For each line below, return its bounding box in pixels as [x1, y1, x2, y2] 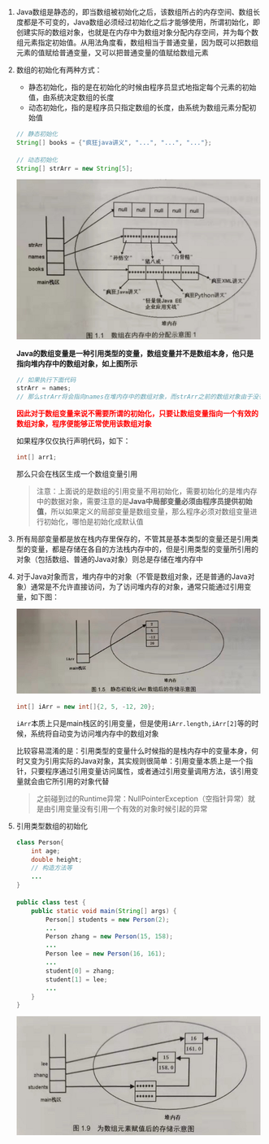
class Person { [15, 838, 64, 846]
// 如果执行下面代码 [15, 376, 76, 384]
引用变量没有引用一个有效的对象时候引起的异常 [50, 803, 208, 813]
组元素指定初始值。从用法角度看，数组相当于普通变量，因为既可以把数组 [15, 37, 258, 47]
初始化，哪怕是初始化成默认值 [43, 517, 144, 527]
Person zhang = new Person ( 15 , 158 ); [46, 933, 173, 941]
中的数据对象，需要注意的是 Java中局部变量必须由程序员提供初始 [36, 497, 254, 507]
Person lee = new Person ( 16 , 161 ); [46, 950, 167, 958]
